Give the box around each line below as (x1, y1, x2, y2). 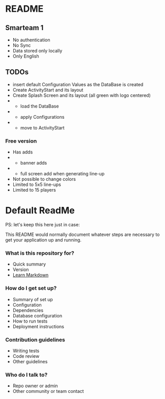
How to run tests (12, 318, 48, 324)
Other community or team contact (12, 388, 84, 394)
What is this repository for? (5, 249, 75, 256)
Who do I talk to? (5, 371, 48, 378)
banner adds (20, 160, 47, 166)
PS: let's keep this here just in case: (5, 222, 80, 228)
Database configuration (12, 312, 63, 318)
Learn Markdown (12, 272, 49, 278)
